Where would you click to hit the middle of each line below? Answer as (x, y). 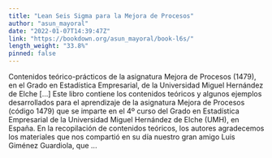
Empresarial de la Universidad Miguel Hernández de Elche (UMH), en (124, 120)
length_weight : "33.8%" (49, 46)
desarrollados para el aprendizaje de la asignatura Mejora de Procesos (127, 102)
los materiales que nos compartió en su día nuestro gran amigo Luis (122, 137)
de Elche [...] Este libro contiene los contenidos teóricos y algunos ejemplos (135, 94)
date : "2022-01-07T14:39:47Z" (60, 31)
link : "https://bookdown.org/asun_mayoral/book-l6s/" (101, 38)
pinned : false (32, 53)
